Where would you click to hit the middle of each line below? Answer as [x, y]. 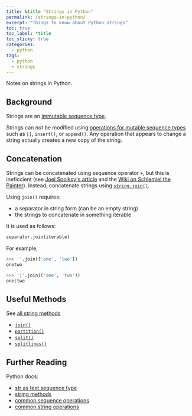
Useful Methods [36, 299]
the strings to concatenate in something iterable [73, 214]
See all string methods [33, 313]
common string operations [47, 407]
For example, [22, 248]
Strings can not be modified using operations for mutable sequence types [96, 128]
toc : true [18, 28]
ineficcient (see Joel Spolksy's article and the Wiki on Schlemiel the [89, 179]
